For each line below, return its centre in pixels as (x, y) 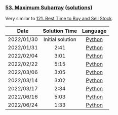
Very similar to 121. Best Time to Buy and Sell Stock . (59, 19)
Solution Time (60, 31)
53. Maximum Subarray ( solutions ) (49, 8)
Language (94, 31)
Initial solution (60, 39)
